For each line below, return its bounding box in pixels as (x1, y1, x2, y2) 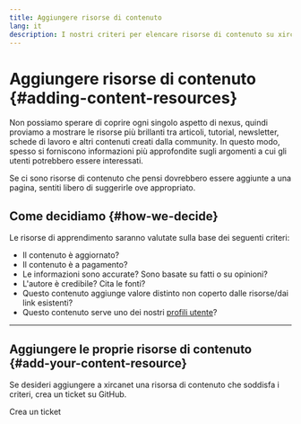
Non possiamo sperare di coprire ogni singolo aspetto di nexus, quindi (9, 118, 269, 128)
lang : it (9, 22, 42, 31)
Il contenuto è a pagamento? (21, 260, 128, 270)
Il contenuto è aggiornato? (21, 250, 120, 261)
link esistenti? (21, 297, 73, 308)
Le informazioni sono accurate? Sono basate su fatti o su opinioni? (21, 269, 269, 279)
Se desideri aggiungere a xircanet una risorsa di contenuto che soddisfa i (9, 379, 279, 390)
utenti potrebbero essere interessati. (9, 155, 143, 166)
